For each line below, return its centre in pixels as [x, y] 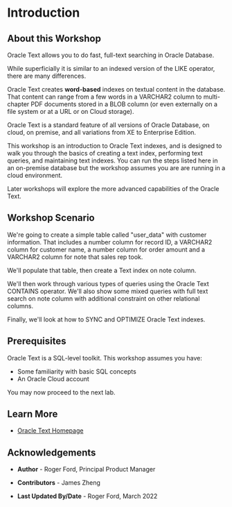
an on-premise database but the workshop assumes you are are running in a [116, 168]
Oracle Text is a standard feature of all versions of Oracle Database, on [108, 125]
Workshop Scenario [51, 218]
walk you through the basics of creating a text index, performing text [105, 153]
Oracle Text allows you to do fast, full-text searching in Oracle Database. [111, 55]
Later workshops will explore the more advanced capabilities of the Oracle [113, 189]
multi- [212, 97]
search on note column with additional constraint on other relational [104, 298]
